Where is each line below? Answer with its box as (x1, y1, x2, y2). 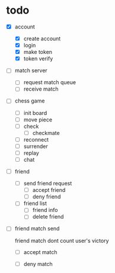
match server (14, 67, 47, 74)
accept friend (32, 187, 66, 194)
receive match (23, 85, 59, 92)
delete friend (32, 213, 64, 220)
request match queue (23, 79, 76, 86)
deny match (23, 260, 53, 267)
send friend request (23, 180, 72, 187)
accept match (23, 248, 57, 255)
